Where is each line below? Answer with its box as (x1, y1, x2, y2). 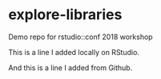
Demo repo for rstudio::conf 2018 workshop (8, 32, 154, 41)
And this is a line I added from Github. (8, 62, 133, 73)
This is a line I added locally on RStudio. (8, 47, 140, 57)
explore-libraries (8, 6, 123, 24)
